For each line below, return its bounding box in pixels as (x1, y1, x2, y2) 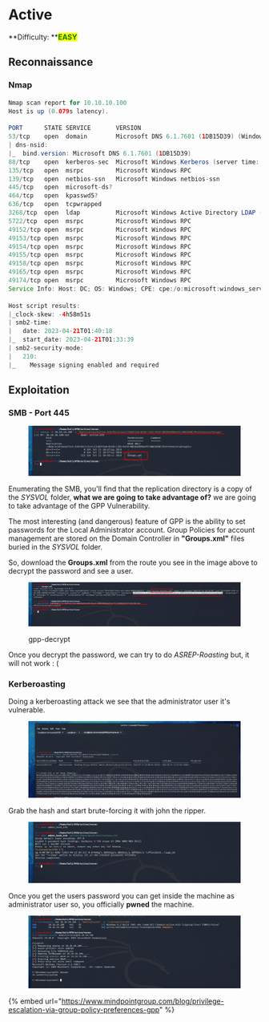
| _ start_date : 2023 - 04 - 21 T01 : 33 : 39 (8, 335, 134, 344)
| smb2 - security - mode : (8, 344, 84, 352)
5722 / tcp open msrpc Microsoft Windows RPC (8, 217, 192, 225)
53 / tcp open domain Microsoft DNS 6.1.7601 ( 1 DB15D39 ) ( (8, 132, 242, 141)
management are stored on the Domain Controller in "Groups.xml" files (8, 533, 245, 543)
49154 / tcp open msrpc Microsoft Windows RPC (8, 242, 192, 250)
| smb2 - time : (8, 318, 52, 326)
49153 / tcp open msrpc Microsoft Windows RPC (8, 234, 192, 242)
